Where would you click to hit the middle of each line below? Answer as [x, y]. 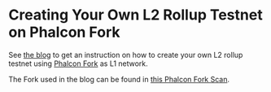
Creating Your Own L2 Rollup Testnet [135, 15]
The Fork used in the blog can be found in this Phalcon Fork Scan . [119, 79]
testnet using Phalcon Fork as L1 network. [78, 64]
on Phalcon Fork [64, 32]
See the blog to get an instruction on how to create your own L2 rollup [126, 55]
